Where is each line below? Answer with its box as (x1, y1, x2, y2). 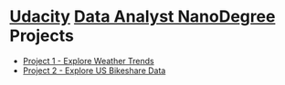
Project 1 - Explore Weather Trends (22, 55, 154, 66)
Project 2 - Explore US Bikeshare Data (22, 65, 166, 76)
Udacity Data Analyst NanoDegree (9, 6, 276, 27)
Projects (9, 25, 75, 46)
